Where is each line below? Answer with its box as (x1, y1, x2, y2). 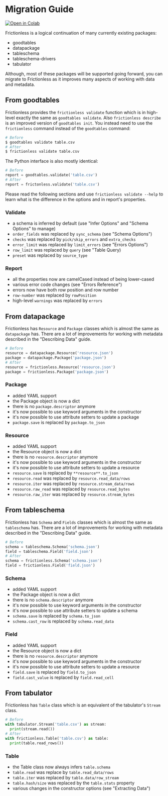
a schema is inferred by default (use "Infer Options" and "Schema (12, 220, 149, 227)
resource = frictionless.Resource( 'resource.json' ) (5, 364, 115, 370)
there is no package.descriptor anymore (12, 403, 96, 409)
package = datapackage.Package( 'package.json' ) (5, 355, 107, 360)
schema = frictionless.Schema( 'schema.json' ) (5, 558, 102, 563)
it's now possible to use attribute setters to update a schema (12, 608, 138, 614)
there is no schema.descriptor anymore (12, 597, 94, 603)
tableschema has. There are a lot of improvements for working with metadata (5, 524, 163, 531)
